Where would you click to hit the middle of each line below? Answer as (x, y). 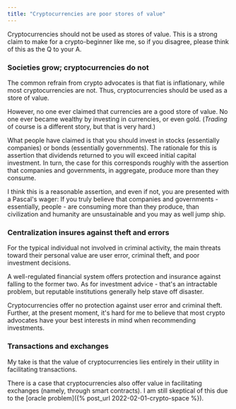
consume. (22, 178)
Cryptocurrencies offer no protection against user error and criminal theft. (115, 306)
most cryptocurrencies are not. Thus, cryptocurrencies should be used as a (117, 90)
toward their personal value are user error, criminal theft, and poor (104, 255)
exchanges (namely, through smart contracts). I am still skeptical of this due (118, 391)
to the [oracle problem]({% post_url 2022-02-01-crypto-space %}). (106, 398)
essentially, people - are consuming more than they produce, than (103, 207)
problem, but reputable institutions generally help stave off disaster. (106, 292)
